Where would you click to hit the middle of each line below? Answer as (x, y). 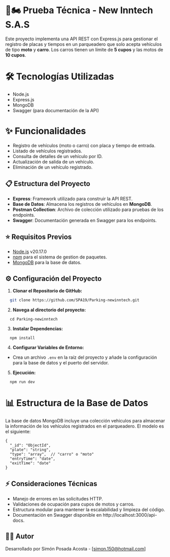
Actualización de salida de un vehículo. (54, 162)
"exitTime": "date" (30, 463)
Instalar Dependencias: (38, 329)
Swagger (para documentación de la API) (56, 110)
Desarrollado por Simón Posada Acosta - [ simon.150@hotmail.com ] (76, 548)
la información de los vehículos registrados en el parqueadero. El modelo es (84, 426)
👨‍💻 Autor (20, 536)
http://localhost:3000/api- (130, 515)
